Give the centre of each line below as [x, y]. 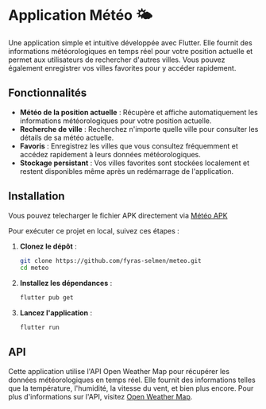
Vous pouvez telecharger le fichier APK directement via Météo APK [118, 215]
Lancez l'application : [56, 313]
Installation [37, 197]
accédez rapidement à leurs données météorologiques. [110, 154]
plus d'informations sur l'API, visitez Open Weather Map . [100, 396]
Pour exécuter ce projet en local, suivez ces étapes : [94, 230]
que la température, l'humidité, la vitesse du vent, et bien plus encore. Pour [131, 388]
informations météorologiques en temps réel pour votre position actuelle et [131, 51]
